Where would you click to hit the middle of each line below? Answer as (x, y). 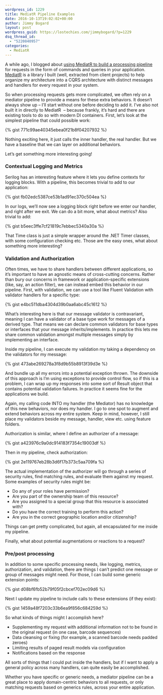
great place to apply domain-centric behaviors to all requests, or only (74, 682)
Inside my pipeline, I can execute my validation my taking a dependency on (80, 349)
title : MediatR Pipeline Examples (40, 14)
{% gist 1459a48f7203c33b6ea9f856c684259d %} (57, 608)
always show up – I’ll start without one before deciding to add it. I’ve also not (82, 105)
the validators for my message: (36, 354)
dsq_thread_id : (20, 37)
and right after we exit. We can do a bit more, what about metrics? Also (76, 211)
